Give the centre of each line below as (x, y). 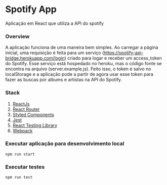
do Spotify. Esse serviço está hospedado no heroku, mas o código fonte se (83, 64)
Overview (17, 36)
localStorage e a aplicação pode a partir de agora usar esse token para (79, 74)
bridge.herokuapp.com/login (35, 58)
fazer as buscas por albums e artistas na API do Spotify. (64, 80)
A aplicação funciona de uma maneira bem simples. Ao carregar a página (82, 48)
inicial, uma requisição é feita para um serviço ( (55, 53)
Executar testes (25, 167)
